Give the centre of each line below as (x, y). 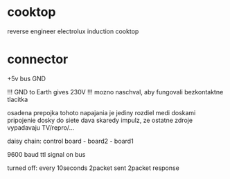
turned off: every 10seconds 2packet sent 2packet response (94, 168)
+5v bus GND (27, 78)
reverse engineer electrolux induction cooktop (73, 31)
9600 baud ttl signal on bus (46, 154)
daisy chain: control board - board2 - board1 (70, 141)
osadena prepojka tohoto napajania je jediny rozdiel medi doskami (101, 112)
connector (38, 59)
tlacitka (18, 99)
